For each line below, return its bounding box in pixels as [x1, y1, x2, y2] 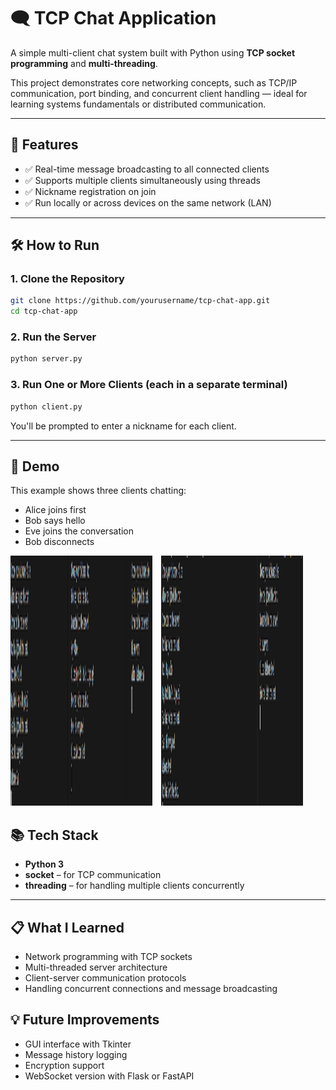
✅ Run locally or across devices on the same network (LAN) [24, 196, 272, 209]
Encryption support [24, 1059, 105, 1071]
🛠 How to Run [10, 237, 100, 254]
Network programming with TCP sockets [24, 950, 193, 962]
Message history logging [24, 1048, 128, 1060]
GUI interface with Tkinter [24, 1038, 132, 1050]
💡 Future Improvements [10, 1011, 160, 1029]
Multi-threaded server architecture [24, 961, 168, 973]
